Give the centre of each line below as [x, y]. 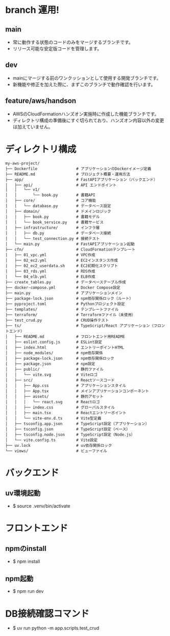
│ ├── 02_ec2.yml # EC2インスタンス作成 [62, 260]
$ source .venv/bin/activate [41, 506]
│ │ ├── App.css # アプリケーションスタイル [66, 385]
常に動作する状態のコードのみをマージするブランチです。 [73, 42]
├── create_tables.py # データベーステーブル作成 [66, 282]
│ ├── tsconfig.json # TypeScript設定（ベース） [68, 429]
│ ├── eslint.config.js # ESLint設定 [54, 342]
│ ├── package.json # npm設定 [50, 364]
